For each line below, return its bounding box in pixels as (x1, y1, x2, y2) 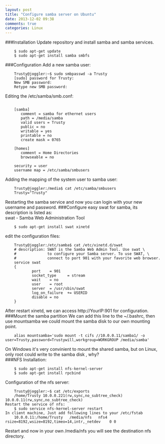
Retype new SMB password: (14, 85, 68, 90)
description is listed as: (5, 210, 53, 216)
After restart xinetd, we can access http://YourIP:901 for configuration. (5, 308, 149, 314)
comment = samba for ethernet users (20, 111, 97, 116)
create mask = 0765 (20, 137, 61, 143)
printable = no (20, 133, 52, 138)
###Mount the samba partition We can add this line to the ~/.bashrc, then (5, 313, 155, 319)
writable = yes (20, 129, 52, 134)
